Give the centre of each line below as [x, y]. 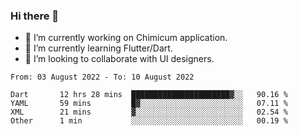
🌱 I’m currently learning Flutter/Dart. [98, 48]
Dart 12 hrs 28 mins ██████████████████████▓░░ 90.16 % [149, 95]
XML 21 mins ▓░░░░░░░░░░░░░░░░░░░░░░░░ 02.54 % [149, 112]
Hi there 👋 [35, 16]
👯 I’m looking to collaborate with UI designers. [119, 59]
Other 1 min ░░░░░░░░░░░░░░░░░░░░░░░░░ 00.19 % [149, 121]
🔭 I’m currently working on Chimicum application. [126, 38]
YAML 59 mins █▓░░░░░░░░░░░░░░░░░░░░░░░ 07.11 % [149, 104]
